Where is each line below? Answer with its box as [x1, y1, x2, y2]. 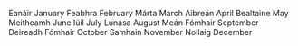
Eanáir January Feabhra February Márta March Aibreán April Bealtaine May [8, 8, 289, 18]
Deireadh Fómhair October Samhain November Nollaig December [8, 27, 253, 37]
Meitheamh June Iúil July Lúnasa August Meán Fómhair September [8, 17, 259, 28]
